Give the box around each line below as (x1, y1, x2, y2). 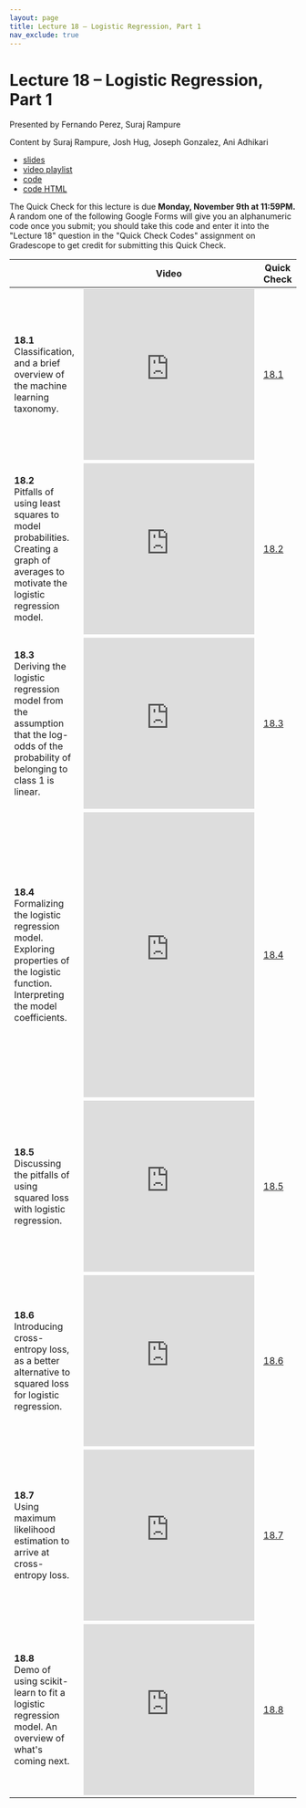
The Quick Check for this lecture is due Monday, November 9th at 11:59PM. (9, 202, 296, 213)
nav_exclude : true (9, 30, 79, 39)
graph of (14, 554, 51, 566)
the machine (14, 379, 67, 392)
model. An (14, 1720, 57, 1733)
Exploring (14, 943, 55, 956)
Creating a (14, 543, 59, 556)
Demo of (14, 1664, 52, 1677)
